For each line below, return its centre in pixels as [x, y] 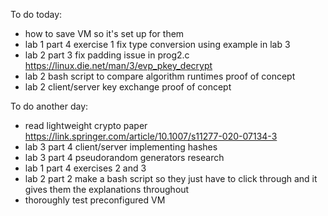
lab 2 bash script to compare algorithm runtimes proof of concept [160, 76]
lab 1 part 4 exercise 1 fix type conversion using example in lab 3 [157, 44]
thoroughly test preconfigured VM [95, 200]
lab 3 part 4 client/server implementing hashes [121, 147]
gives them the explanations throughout [107, 189]
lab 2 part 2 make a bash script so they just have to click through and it [171, 178]
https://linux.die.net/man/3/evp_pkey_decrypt [118, 65]
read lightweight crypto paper [86, 125]
